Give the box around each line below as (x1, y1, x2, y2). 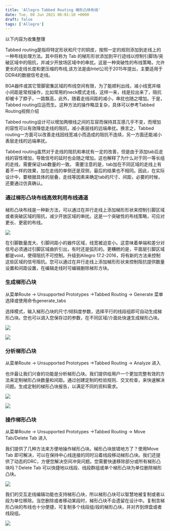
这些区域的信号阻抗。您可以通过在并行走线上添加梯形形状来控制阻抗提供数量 (5, 259, 165, 265)
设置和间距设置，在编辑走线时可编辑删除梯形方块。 (5, 265, 112, 271)
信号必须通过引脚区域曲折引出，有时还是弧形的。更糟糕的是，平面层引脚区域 (5, 246, 165, 252)
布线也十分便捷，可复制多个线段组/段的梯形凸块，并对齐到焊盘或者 (22, 504, 162, 510)
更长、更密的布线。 (5, 219, 46, 225)
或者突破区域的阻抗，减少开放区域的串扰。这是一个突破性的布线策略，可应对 (5, 213, 165, 219)
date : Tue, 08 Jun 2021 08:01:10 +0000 (5, 12, 90, 17)
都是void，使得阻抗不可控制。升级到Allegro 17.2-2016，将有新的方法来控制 (5, 252, 161, 258)
